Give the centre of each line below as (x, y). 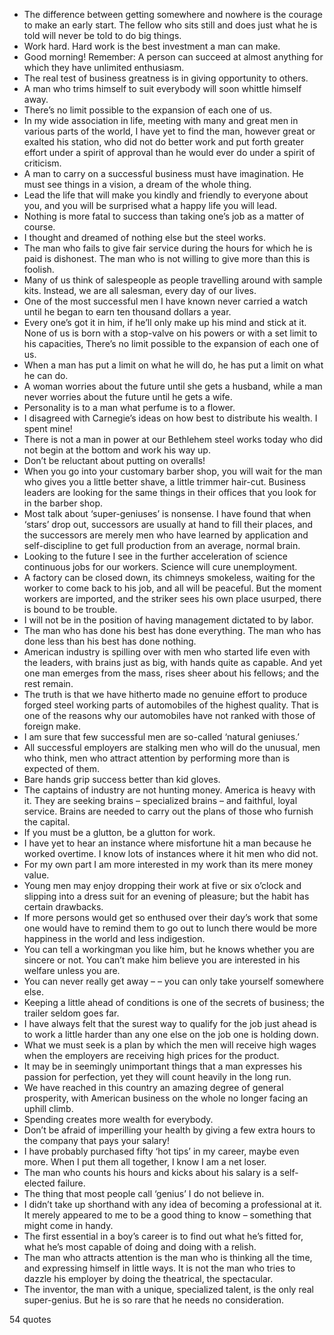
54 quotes (30, 1319)
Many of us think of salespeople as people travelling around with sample (173, 280)
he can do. (46, 375)
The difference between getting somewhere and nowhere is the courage (173, 14)
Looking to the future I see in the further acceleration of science (155, 556)
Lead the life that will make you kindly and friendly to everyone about (166, 195)
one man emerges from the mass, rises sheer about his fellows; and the (171, 673)
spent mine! (48, 428)
